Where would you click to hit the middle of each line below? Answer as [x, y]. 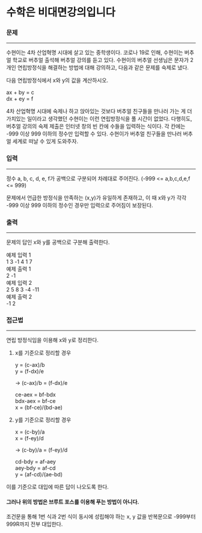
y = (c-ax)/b [30, 365]
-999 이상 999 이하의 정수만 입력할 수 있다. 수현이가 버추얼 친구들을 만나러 [94, 134]
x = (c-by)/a [30, 432]
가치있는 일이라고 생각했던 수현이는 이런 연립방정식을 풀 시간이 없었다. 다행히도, [99, 119]
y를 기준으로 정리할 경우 [43, 420]
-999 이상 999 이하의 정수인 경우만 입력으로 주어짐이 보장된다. [80, 205]
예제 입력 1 [19, 255]
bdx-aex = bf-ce [35, 401]
